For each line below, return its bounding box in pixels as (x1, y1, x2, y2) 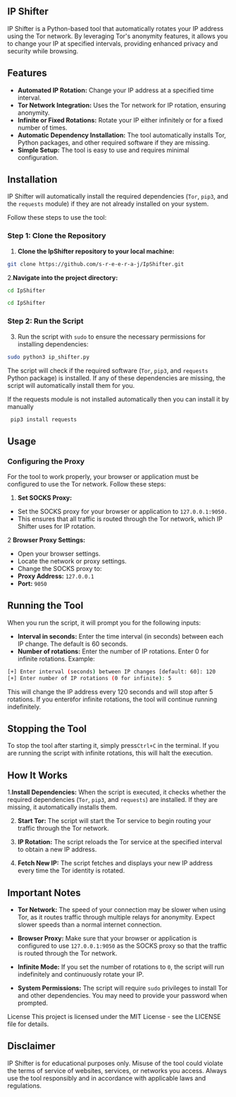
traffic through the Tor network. (17, 824, 109, 833)
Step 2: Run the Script (7, 316, 84, 326)
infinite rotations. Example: (17, 654, 95, 663)
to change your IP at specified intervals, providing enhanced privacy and (7, 39, 218, 48)
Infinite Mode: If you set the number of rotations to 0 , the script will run (17, 963, 225, 971)
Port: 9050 (17, 579, 47, 588)
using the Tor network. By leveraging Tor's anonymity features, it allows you (7, 32, 228, 40)
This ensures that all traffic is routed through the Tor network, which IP (17, 515, 223, 523)
